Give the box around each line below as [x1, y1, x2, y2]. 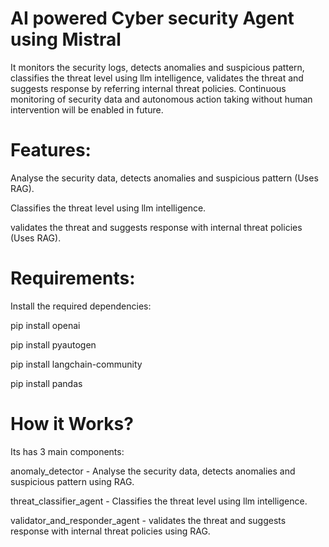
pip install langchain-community [10, 358, 143, 370]
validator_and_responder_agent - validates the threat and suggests [10, 514, 287, 526]
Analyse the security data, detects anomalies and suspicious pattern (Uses [10, 172, 319, 184]
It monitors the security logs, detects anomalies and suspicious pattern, [10, 61, 305, 73]
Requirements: [10, 267, 136, 290]
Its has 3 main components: [10, 445, 125, 457]
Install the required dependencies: [10, 300, 152, 312]
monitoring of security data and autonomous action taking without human [10, 93, 313, 105]
